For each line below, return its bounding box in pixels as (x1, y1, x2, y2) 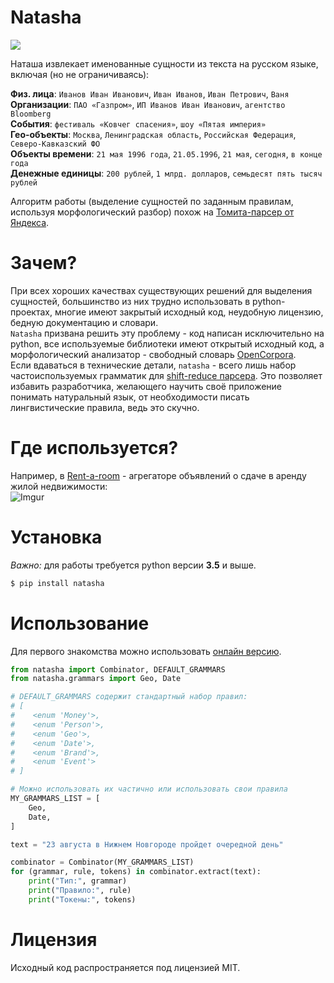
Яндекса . (10, 216, 50, 228)
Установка (10, 526, 103, 548)
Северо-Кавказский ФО (10, 139, 101, 149)
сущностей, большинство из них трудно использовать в (10, 295, 251, 307)
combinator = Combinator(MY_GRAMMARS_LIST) (10, 857, 195, 868)
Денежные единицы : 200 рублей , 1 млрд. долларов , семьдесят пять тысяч (10, 167, 323, 179)
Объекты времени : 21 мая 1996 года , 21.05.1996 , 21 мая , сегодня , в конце (10, 147, 323, 160)
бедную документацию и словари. (10, 316, 159, 328)
